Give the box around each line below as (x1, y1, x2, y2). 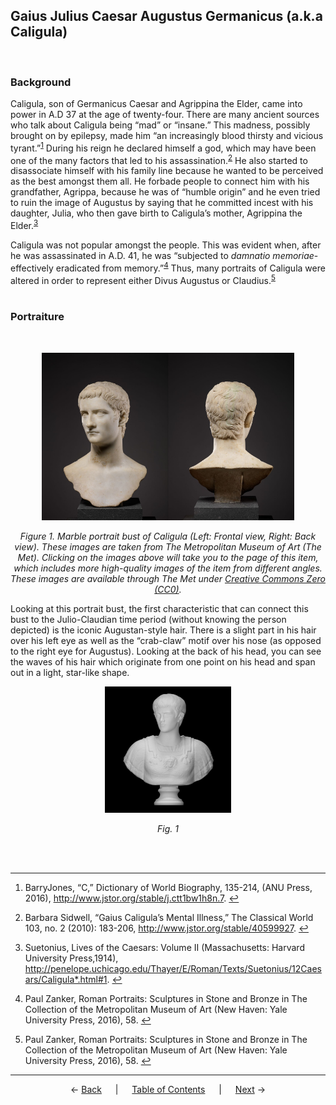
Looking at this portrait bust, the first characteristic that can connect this (10, 603, 309, 615)
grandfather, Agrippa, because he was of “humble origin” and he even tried (10, 186, 321, 198)
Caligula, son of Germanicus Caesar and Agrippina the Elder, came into (10, 98, 303, 110)
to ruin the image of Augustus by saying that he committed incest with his (10, 197, 314, 209)
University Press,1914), (24, 952, 119, 964)
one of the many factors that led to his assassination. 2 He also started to (10, 152, 308, 166)
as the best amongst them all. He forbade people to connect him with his (10, 175, 310, 188)
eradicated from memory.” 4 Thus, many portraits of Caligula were (55, 260, 326, 274)
